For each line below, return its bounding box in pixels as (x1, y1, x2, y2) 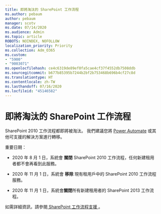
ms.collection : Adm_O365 (5, 48, 55, 53)
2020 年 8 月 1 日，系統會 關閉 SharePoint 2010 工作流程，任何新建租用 (12, 155, 155, 160)
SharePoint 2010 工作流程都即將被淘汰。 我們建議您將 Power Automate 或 (5, 128, 152, 134)
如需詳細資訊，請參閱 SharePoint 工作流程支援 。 (5, 204, 103, 210)
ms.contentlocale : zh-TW (5, 79, 55, 84)
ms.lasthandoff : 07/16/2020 (5, 84, 62, 89)
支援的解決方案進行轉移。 (13, 134, 64, 140)
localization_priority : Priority (5, 43, 73, 48)
